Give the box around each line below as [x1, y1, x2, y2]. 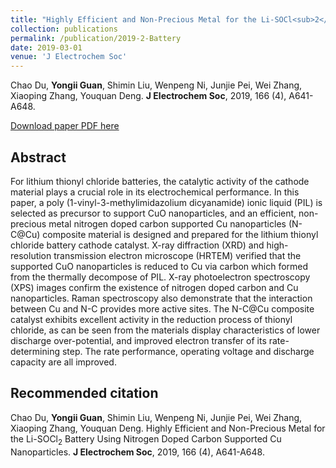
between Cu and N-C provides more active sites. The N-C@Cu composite [10, 302, 315, 315]
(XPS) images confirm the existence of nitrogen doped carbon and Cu [10, 281, 299, 293]
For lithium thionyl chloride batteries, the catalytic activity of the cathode [10, 175, 310, 187]
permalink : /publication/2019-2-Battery [10, 33, 182, 43]
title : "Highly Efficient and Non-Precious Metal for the [10, 14, 257, 25]
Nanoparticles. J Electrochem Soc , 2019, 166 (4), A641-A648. [10, 446, 265, 458]
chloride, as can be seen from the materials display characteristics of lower [10, 324, 321, 336]
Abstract [10, 149, 67, 166]
